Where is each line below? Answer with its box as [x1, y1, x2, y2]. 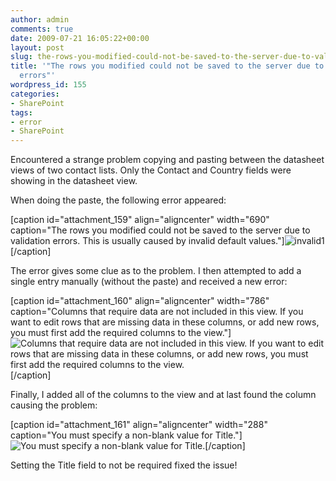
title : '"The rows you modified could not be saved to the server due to [10, 61, 325, 71]
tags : [10, 107, 33, 118]
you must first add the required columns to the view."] [10, 327, 232, 339]
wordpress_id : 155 [10, 80, 87, 90]
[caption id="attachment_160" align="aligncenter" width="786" [10, 295, 270, 307]
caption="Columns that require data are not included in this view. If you [10, 306, 304, 318]
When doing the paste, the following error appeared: [10, 194, 227, 206]
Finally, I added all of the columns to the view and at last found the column [10, 389, 317, 401]
